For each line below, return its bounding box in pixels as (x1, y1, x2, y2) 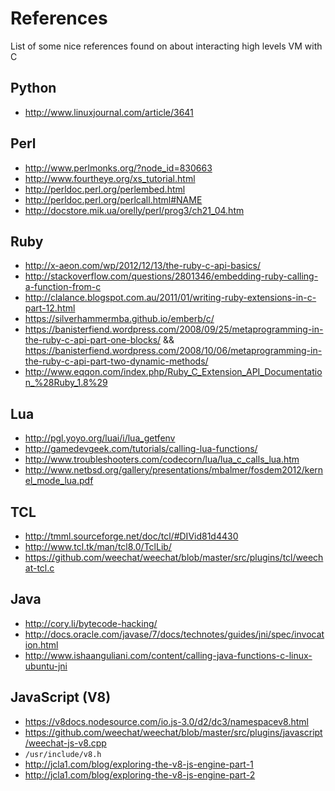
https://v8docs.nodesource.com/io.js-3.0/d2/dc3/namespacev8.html (24, 715, 309, 727)
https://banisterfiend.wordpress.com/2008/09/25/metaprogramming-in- (24, 323, 324, 336)
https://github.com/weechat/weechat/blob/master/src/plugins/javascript (24, 726, 323, 738)
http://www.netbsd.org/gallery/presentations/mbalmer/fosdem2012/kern (24, 464, 324, 476)
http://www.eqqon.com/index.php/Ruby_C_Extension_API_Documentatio (24, 366, 323, 378)
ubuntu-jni (24, 660, 68, 672)
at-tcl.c (24, 562, 55, 574)
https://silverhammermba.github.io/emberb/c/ (24, 313, 215, 325)
